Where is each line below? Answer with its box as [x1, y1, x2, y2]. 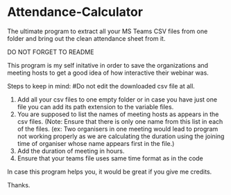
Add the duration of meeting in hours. [17, 147, 125, 155]
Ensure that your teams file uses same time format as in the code [17, 154, 203, 162]
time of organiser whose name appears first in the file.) [17, 139, 175, 147]
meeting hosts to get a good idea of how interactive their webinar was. [7, 68, 209, 77]
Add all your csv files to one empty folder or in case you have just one [17, 95, 217, 104]
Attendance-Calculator [7, 4, 144, 20]
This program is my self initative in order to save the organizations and [7, 61, 209, 69]
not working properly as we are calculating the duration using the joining [17, 132, 225, 140]
